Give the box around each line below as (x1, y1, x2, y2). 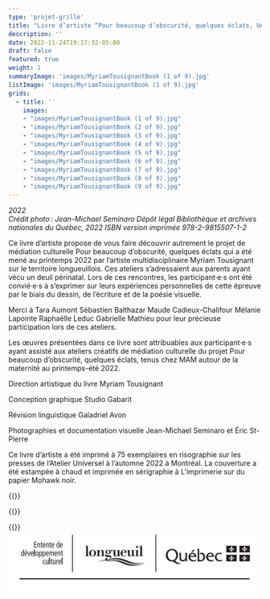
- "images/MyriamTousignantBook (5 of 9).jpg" (22, 149, 182, 157)
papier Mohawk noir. (8, 475, 76, 486)
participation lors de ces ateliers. (8, 322, 117, 332)
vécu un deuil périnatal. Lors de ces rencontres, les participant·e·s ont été (8, 273, 253, 282)
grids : (8, 89, 31, 97)
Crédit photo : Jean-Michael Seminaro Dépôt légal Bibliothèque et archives (8, 214, 257, 224)
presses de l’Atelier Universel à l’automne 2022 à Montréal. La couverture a (8, 458, 257, 468)
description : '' (8, 30, 63, 38)
